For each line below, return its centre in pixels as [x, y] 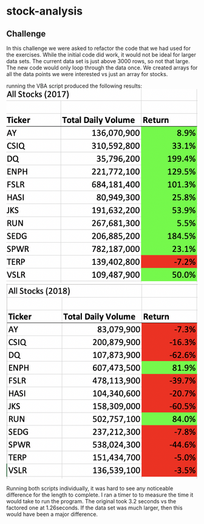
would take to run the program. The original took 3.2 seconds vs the [91, 501]
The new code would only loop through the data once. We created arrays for [102, 68]
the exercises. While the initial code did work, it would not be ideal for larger [101, 55]
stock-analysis [45, 11]
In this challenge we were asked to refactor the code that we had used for [99, 48]
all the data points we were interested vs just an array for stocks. [87, 74]
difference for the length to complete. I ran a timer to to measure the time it [100, 495]
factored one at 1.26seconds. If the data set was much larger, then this [95, 508]
